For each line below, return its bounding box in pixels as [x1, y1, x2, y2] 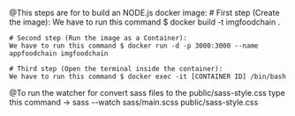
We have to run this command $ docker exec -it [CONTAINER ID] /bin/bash [9, 72, 287, 81]
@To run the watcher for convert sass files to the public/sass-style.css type [9, 88, 285, 98]
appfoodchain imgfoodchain [9, 49, 109, 58]
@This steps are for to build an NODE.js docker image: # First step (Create [9, 8, 280, 18]
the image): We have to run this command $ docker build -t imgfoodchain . [9, 17, 281, 27]
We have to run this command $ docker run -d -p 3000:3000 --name [9, 41, 259, 50]
